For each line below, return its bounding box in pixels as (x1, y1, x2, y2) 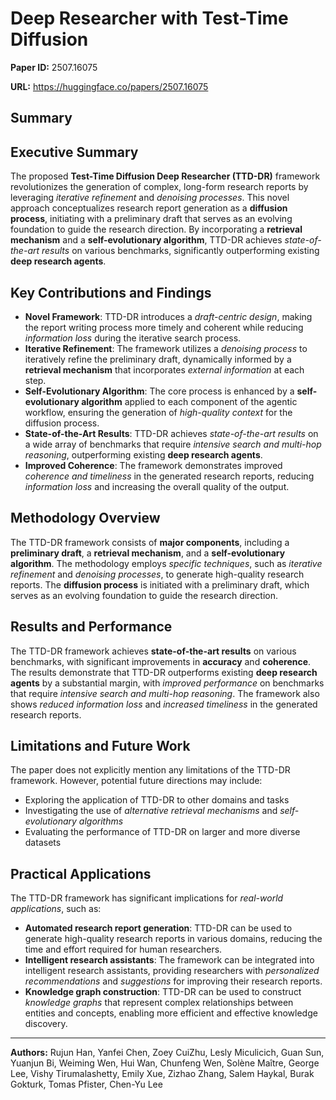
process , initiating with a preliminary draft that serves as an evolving (10, 213, 293, 225)
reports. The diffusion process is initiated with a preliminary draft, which (10, 578, 310, 591)
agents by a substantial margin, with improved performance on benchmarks (10, 677, 325, 689)
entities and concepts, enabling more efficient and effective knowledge (24, 1007, 318, 1019)
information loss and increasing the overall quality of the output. (24, 480, 290, 492)
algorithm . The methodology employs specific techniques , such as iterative (10, 557, 323, 569)
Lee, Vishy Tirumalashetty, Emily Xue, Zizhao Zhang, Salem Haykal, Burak (10, 1068, 315, 1080)
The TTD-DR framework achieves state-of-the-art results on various (10, 645, 297, 657)
